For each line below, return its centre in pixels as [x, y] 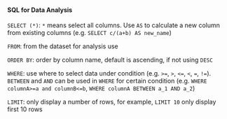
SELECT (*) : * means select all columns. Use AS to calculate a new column [114, 25]
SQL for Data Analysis [40, 10]
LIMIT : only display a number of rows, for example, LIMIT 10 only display [112, 102]
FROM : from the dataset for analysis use [63, 46]
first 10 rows [25, 109]
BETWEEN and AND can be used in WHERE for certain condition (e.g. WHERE [107, 81]
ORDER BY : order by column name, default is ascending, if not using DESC [110, 60]
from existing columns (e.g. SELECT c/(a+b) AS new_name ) [89, 33]
